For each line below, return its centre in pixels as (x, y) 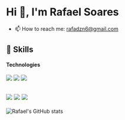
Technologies (23, 64)
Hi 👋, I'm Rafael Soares (63, 12)
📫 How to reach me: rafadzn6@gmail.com (67, 28)
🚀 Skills (20, 50)
